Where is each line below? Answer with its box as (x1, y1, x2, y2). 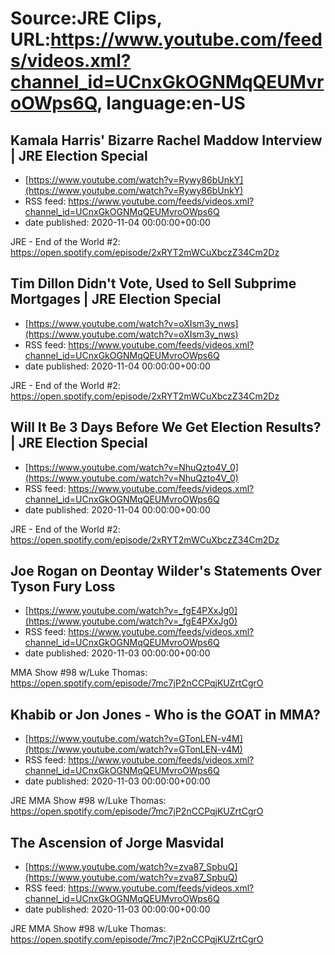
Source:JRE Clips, (10, 7, 163, 30)
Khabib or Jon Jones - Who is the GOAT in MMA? (10, 706, 321, 723)
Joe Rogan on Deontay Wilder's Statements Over (10, 563, 322, 580)
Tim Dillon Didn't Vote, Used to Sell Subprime (10, 275, 297, 292)
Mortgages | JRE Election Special (10, 291, 222, 308)
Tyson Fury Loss (10, 578, 116, 596)
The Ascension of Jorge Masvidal (10, 834, 225, 851)
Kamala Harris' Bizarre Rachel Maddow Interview (10, 132, 323, 149)
